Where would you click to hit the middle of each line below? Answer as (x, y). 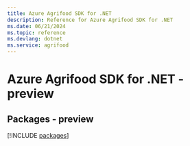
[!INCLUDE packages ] (38, 135)
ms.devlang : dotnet (35, 39)
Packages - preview (50, 119)
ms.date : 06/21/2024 (37, 26)
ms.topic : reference (37, 33)
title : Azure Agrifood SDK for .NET (59, 13)
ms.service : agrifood (38, 45)
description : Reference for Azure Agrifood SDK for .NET (90, 20)
